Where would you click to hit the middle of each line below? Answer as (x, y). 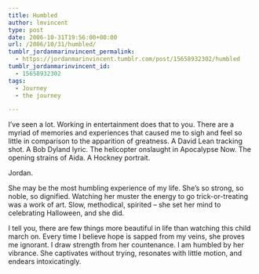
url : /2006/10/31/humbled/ (52, 45)
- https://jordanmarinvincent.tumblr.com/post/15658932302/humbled (128, 59)
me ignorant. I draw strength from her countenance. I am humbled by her (126, 245)
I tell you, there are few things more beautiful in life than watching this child (129, 229)
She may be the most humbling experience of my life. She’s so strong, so (126, 188)
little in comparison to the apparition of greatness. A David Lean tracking (126, 141)
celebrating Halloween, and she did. (66, 213)
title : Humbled (33, 15)
